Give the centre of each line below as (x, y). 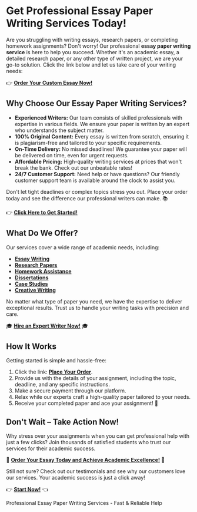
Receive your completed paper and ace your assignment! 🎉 (86, 403)
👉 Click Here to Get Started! (42, 212)
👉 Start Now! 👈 (27, 490)
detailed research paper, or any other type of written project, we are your (95, 58)
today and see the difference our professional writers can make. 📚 (87, 198)
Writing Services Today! (66, 23)
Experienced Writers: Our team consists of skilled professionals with (98, 118)
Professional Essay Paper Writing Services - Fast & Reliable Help (84, 503)
